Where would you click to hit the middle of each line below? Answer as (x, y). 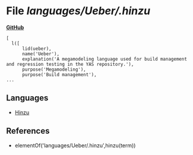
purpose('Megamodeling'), (54, 69)
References (28, 131)
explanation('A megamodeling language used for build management (104, 59)
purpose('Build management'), (59, 75)
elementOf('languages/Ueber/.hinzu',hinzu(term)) (75, 145)
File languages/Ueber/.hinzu (78, 11)
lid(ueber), (37, 49)
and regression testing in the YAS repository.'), (70, 64)
